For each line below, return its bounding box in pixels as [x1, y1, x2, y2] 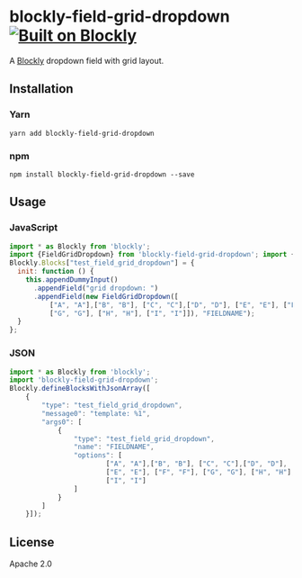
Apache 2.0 [9, 558, 52, 569]
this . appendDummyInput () [25, 275, 119, 284]
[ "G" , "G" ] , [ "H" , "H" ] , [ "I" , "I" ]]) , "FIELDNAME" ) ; [49, 309, 255, 318]
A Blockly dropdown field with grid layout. [9, 55, 164, 66]
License [9, 534, 55, 550]
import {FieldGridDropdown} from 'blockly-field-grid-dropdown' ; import [9, 250, 288, 259]
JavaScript [9, 221, 58, 234]
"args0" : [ [41, 417, 83, 427]
